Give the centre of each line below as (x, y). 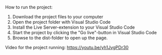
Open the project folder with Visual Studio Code (62, 22)
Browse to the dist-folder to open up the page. (60, 38)
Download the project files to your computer (58, 17)
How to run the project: (29, 7)
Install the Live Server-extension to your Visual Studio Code (74, 27)
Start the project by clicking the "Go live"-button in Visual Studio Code (84, 32)
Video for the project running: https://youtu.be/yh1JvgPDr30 (67, 47)
